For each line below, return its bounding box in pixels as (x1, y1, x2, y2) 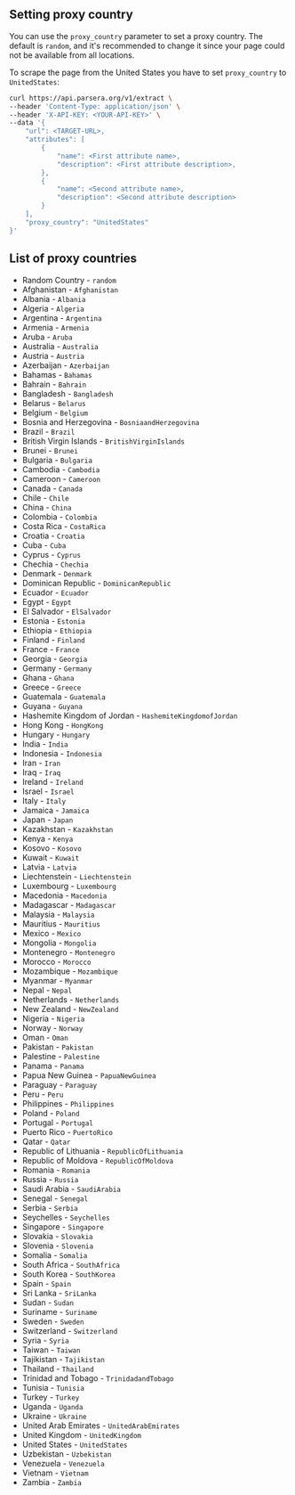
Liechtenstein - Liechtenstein (21, 870, 132, 881)
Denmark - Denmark (21, 568, 92, 578)
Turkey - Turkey (21, 1392, 80, 1402)
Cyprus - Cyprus (21, 549, 82, 560)
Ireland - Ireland (21, 776, 84, 787)
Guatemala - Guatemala (21, 690, 107, 702)
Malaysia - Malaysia (21, 909, 95, 919)
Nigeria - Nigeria (21, 1013, 85, 1024)
